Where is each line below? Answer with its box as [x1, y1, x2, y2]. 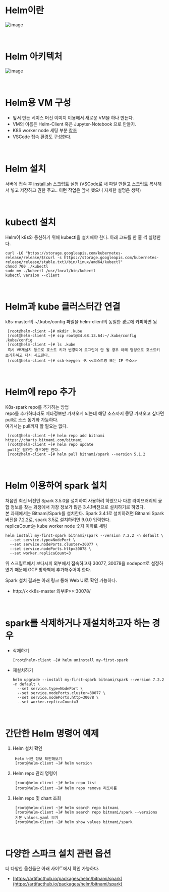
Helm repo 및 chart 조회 [12, 795, 62, 801]
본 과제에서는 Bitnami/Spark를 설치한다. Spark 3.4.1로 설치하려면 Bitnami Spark [5, 510, 164, 516]
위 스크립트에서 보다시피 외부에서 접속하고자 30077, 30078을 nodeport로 [5, 560, 150, 566]
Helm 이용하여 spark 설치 [5, 480, 107, 491]
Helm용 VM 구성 [5, 97, 72, 109]
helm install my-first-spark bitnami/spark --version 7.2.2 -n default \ [5, 533, 164, 538]
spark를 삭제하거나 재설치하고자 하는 [5, 617, 150, 629]
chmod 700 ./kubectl [5, 264, 49, 269]
